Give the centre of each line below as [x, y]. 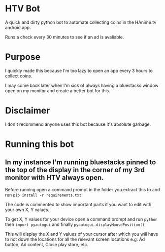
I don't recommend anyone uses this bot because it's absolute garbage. [78, 124]
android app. [18, 27]
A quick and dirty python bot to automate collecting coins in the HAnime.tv [81, 22]
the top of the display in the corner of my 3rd [75, 170]
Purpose [23, 57]
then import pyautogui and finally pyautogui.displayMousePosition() [75, 224]
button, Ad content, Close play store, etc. [47, 244]
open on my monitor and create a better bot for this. [58, 90]
